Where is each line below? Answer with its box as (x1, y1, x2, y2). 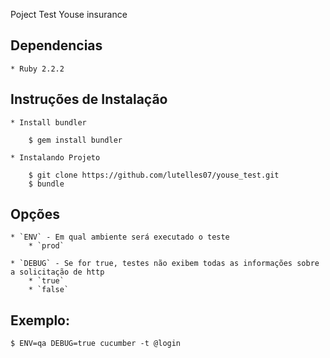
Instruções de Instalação (10, 91, 168, 108)
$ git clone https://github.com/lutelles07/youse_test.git (28, 170, 280, 180)
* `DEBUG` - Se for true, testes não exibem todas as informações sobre (10, 259, 320, 269)
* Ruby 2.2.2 (10, 64, 65, 74)
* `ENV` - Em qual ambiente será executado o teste (10, 232, 230, 243)
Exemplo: (10, 312, 71, 329)
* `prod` (28, 241, 65, 251)
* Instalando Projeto (10, 152, 101, 163)
